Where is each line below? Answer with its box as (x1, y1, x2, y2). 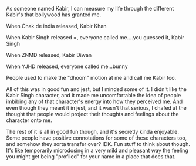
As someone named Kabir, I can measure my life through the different (6, 5, 174, 12)
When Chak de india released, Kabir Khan (6, 23, 107, 29)
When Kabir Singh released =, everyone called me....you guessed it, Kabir (6, 34, 185, 40)
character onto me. (6, 117, 52, 124)
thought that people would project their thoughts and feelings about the (6, 111, 179, 117)
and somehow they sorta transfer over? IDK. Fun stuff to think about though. (6, 141, 191, 147)
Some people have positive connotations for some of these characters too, (6, 134, 187, 141)
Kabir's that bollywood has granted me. (6, 11, 102, 18)
